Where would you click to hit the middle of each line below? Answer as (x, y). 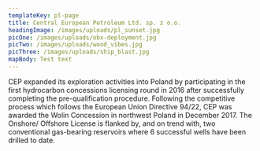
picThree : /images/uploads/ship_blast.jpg (79, 52)
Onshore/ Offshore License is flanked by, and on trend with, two (112, 123)
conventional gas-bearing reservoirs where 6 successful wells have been (127, 131)
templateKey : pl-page (44, 15)
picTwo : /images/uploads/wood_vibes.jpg (76, 45)
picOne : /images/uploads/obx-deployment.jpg (82, 37)
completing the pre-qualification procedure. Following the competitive (122, 98)
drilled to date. (32, 140)
